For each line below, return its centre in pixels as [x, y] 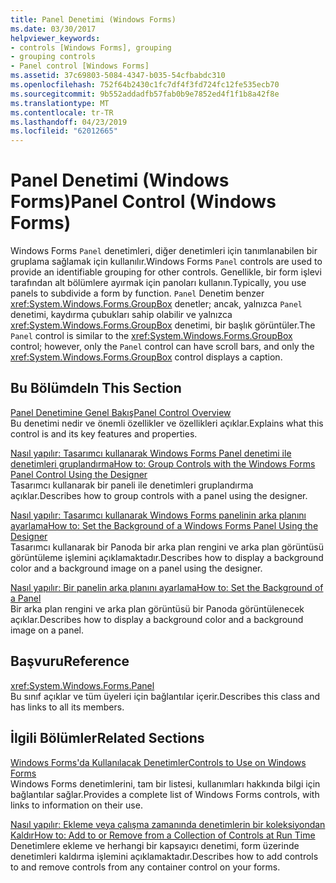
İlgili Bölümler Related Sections [107, 738]
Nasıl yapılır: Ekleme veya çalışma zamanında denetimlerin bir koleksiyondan [168, 824]
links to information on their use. [76, 805]
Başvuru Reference [70, 661]
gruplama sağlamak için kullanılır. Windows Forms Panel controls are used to [166, 262]
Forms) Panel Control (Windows [143, 202]
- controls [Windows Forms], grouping [91, 47]
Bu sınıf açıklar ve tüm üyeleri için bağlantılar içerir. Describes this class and [165, 696]
